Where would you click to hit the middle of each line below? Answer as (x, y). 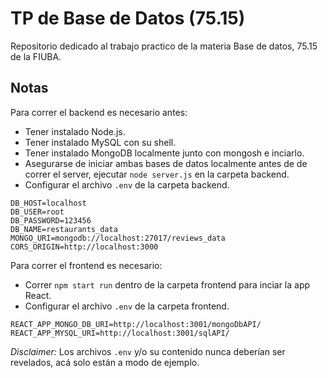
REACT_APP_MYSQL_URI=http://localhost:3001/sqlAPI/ (120, 333)
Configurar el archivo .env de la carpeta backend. (127, 184)
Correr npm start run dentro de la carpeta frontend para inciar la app (167, 284)
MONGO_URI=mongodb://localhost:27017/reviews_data (118, 238)
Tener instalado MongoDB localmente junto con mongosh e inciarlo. (164, 153)
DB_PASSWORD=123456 (51, 220)
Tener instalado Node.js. (75, 131)
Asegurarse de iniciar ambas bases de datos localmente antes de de (166, 163)
